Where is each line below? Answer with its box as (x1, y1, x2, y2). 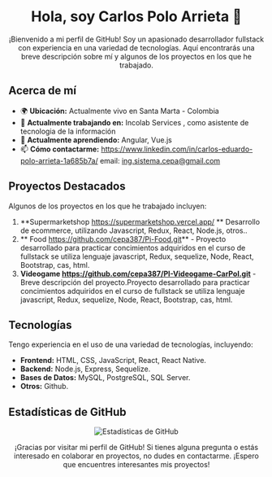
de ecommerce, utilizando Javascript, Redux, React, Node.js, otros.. (19, 225, 248, 235)
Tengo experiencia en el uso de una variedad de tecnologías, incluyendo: (8, 339, 253, 349)
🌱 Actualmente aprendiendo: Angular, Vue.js (19, 134, 172, 145)
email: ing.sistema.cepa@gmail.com (100, 155, 221, 165)
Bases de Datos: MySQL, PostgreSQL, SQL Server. (19, 373, 191, 383)
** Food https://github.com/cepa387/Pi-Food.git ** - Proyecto (19, 234, 227, 243)
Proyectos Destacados (8, 179, 126, 194)
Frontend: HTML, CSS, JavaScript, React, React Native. (19, 356, 207, 365)
